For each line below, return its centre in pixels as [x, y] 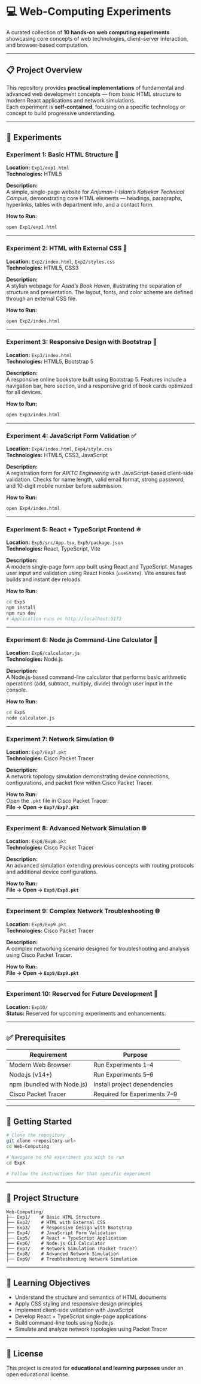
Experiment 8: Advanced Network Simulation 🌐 [76, 828]
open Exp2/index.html [33, 321]
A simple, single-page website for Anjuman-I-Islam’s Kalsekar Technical [95, 192]
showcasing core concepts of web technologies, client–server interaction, [97, 38]
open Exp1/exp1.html [32, 227]
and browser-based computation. [47, 45]
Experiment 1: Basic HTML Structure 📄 [63, 155]
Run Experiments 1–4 [124, 1065]
